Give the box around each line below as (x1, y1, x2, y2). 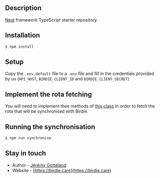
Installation (5, 31, 40, 40)
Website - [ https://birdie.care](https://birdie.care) (12, 167, 112, 173)
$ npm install (5, 44, 34, 49)
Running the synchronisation (5, 123, 95, 131)
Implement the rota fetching (5, 90, 92, 99)
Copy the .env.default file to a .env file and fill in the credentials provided (5, 71, 154, 76)
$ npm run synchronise (5, 135, 51, 140)
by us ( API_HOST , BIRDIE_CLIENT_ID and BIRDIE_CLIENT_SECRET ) (5, 76, 130, 82)
